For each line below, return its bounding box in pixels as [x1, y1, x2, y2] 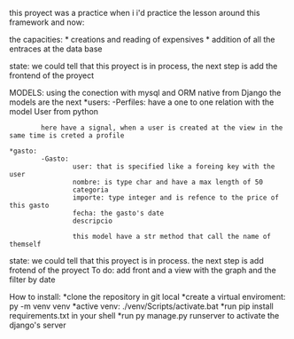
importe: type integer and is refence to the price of [72, 193, 279, 202]
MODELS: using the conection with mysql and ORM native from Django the [9, 88, 282, 98]
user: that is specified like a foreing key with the [72, 162, 275, 171]
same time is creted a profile [9, 131, 125, 140]
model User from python [9, 106, 99, 116]
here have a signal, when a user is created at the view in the [41, 123, 283, 132]
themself [9, 240, 42, 248]
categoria [72, 185, 109, 194]
